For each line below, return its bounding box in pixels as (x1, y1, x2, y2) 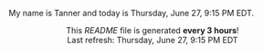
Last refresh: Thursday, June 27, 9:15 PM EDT (67, 35, 238, 45)
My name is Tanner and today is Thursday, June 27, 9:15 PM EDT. (8, 8, 255, 18)
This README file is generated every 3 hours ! (66, 25, 239, 35)
